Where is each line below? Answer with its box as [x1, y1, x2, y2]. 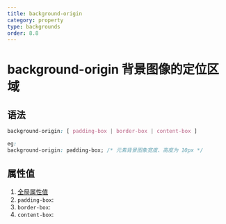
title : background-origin [7, 10, 82, 17]
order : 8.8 [7, 29, 39, 37]
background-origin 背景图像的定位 [7, 62, 207, 77]
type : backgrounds [7, 23, 60, 30]
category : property [7, 17, 64, 24]
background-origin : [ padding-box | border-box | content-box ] [7, 128, 197, 135]
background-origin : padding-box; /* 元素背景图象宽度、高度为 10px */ [7, 147, 204, 154]
